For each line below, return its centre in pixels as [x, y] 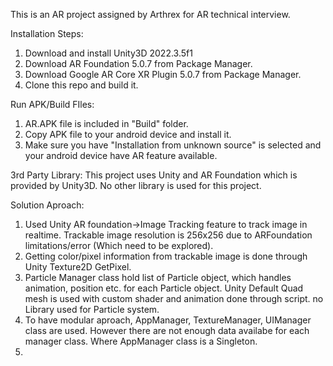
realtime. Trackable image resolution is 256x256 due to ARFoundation [168, 235]
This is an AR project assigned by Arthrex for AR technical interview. [150, 14]
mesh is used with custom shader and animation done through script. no [174, 298]
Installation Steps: [47, 33]
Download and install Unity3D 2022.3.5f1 [108, 53]
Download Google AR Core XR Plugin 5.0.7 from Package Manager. [163, 74]
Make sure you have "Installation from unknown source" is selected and [173, 145]
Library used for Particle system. [92, 309]
